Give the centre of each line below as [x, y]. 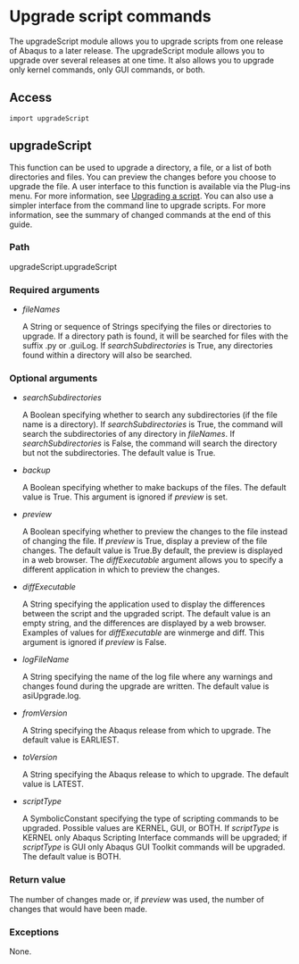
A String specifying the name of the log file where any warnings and [147, 677]
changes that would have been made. [79, 909]
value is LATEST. [53, 784]
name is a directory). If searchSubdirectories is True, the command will [153, 424]
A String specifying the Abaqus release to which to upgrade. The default [155, 775]
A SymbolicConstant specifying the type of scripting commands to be [150, 818]
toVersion [40, 758]
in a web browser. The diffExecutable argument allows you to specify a [153, 560]
